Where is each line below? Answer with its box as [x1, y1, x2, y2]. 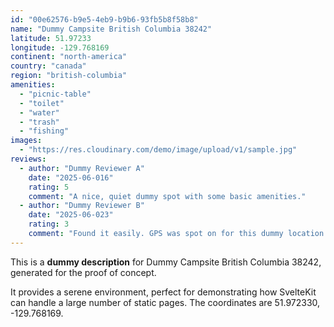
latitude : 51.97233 [10, 33, 92, 43]
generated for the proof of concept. [10, 266, 157, 278]
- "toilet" [19, 98, 65, 108]
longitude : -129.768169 [10, 42, 110, 53]
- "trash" [19, 117, 60, 127]
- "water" [19, 107, 60, 118]
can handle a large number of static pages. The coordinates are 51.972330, [10, 296, 321, 308]
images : [10, 136, 43, 146]
